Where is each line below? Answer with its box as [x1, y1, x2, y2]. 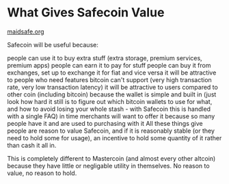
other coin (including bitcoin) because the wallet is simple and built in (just [7, 90, 217, 98]
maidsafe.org [7, 27, 44, 36]
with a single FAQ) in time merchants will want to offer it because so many [7, 111, 215, 120]
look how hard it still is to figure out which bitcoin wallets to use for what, [7, 97, 213, 105]
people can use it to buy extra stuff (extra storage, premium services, [7, 53, 203, 62]
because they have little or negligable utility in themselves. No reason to [7, 161, 210, 170]
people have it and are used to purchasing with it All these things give [7, 119, 203, 127]
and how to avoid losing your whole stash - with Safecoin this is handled [7, 105, 211, 113]
